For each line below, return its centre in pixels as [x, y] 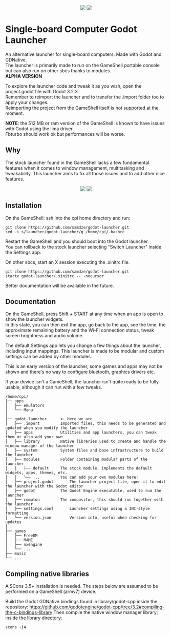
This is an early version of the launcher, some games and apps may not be [84, 366]
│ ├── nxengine [24, 545]
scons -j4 [16, 627]
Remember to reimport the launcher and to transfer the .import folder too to [85, 97]
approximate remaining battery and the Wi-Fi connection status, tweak [80, 330]
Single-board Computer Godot [71, 29]
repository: [17, 607]
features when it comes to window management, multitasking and [75, 168]
